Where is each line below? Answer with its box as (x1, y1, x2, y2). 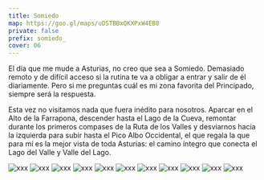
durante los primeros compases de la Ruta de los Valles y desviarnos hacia (8, 122, 256, 132)
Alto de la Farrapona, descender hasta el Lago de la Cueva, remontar (8, 113, 237, 123)
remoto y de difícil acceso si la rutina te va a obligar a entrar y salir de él (8, 72, 246, 82)
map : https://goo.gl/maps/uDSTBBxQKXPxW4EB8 (8, 19, 160, 27)
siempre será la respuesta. (8, 89, 96, 99)
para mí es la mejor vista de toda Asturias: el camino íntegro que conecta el (8, 139, 258, 149)
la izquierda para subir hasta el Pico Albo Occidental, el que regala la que (8, 130, 250, 141)
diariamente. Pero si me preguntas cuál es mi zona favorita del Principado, (8, 81, 254, 91)
